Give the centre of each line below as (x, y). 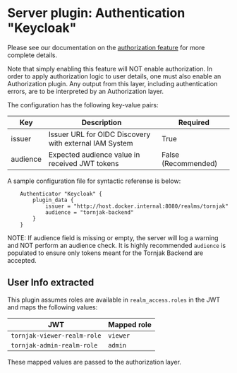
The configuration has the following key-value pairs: (83, 105)
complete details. (32, 55)
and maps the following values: (53, 307)
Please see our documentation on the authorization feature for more (106, 47)
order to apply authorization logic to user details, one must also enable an (114, 76)
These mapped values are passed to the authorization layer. (95, 362)
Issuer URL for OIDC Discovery (99, 134)
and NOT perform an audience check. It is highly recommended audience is (117, 245)
